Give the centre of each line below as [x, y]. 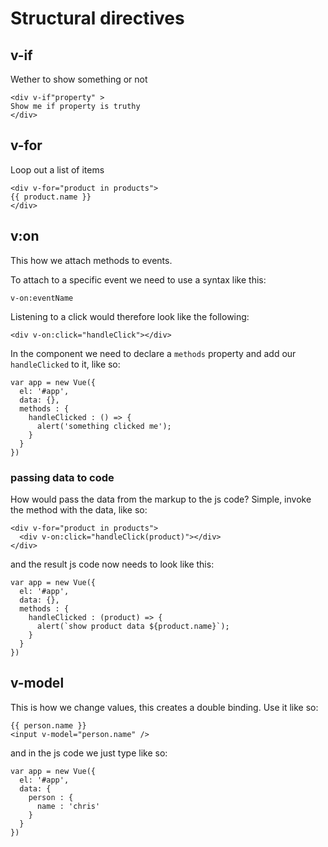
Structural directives [97, 18]
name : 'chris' [68, 806]
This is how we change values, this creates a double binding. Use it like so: [164, 707]
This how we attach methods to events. [91, 260]
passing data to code [62, 477]
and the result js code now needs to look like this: [112, 564]
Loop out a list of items [57, 169]
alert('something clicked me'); [104, 426]
